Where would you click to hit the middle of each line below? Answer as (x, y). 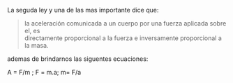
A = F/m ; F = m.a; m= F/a (44, 72)
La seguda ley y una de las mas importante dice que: (83, 10)
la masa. (36, 45)
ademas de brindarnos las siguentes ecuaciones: (78, 59)
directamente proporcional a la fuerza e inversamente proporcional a (123, 38)
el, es (32, 31)
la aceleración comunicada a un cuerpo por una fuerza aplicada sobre (125, 23)
